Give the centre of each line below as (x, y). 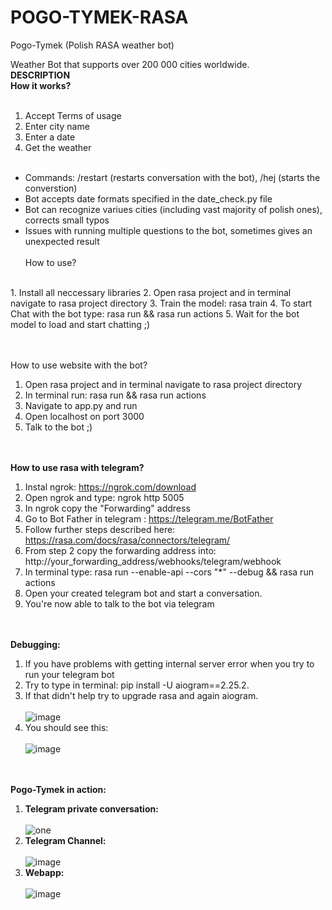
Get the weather (58, 147)
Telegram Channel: (65, 840)
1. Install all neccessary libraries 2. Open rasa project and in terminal (151, 292)
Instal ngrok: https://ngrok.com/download (110, 487)
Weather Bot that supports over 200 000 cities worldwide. (130, 64)
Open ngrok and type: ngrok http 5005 (104, 497)
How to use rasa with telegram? (77, 467)
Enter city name (57, 126)
